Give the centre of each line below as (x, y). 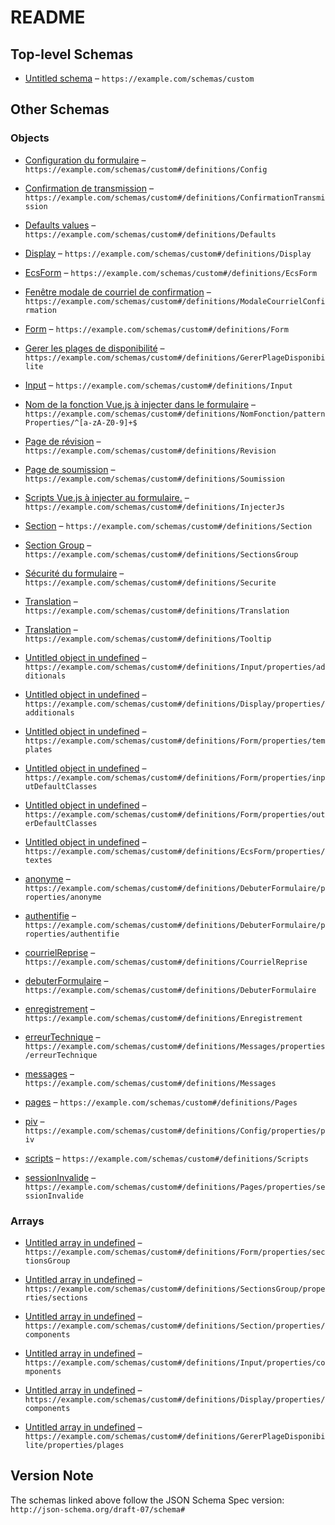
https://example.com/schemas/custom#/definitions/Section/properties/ (175, 1326)
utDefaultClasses (61, 786)
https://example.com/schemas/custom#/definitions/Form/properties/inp (175, 777)
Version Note (52, 1476)
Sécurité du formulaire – (74, 573)
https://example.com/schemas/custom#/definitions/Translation (157, 611)
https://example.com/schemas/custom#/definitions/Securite (150, 582)
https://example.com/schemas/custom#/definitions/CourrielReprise (166, 962)
